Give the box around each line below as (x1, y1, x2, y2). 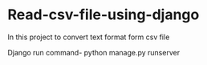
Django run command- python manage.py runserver (7, 47, 181, 57)
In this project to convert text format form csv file (7, 32, 170, 42)
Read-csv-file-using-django (7, 6, 200, 24)
